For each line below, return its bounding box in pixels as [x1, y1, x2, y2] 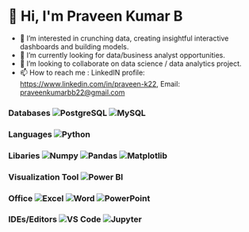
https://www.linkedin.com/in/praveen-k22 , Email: [19, 79, 181, 88]
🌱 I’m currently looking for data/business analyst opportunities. [19, 50, 226, 60]
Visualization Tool [8, 171, 79, 182]
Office [8, 192, 33, 203]
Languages [8, 129, 53, 140]
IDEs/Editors [8, 214, 58, 225]
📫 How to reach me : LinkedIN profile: [19, 68, 145, 77]
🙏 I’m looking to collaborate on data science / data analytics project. [19, 59, 242, 68]
